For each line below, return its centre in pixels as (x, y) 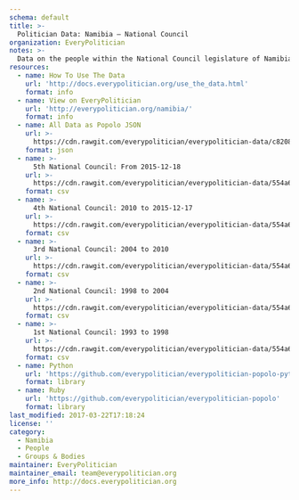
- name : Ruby (41, 390)
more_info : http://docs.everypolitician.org (93, 481)
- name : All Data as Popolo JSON (79, 126)
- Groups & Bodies (52, 457)
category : (28, 432)
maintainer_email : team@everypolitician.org (93, 473)
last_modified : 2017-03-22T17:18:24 (77, 415)
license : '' (31, 423)
